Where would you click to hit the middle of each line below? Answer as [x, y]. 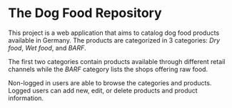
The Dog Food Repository [85, 13]
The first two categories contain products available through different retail [117, 61]
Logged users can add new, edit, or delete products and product [103, 90]
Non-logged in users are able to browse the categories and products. [110, 82]
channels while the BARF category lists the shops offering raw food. [108, 69]
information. [26, 98]
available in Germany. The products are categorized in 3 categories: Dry [114, 40]
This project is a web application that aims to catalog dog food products [114, 33]
